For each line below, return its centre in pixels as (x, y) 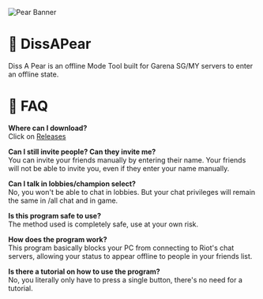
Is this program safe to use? (54, 215)
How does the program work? (58, 239)
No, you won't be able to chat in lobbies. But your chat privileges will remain (132, 192)
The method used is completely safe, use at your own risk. (103, 224)
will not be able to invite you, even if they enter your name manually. (119, 168)
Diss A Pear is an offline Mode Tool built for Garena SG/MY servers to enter (131, 65)
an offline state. (34, 74)
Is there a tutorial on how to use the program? (84, 271)
